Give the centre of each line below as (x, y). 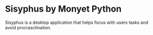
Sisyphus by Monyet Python (63, 9)
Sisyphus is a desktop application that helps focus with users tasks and (77, 22)
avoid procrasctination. (28, 27)
